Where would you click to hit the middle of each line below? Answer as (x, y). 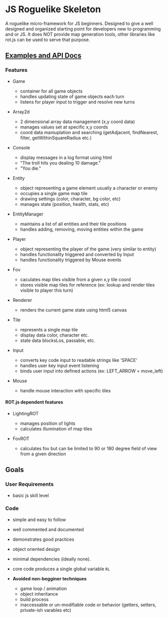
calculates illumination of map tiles (56, 428)
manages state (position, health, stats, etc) (65, 204)
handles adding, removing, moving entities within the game (81, 229)
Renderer (22, 300)
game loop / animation (44, 589)
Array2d (21, 112)
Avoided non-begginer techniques (50, 578)
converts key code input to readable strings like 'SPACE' (79, 360)
